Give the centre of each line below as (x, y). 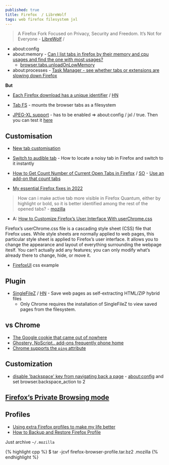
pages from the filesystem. (48, 309)
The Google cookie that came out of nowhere (60, 337)
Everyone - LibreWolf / (41, 39)
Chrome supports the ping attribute (49, 348)
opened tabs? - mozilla (41, 209)
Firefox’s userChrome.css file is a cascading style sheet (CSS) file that (78, 228)
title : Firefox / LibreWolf (36, 15)
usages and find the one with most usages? (58, 60)
